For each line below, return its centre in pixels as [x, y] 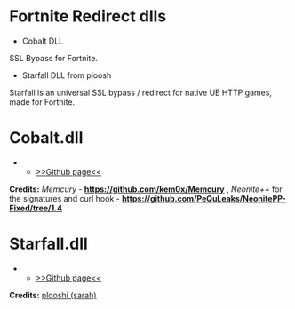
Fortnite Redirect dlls [88, 16]
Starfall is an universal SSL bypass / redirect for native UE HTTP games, [141, 92]
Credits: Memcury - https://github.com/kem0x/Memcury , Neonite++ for [146, 189]
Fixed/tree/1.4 [36, 208]
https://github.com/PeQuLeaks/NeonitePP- [204, 198]
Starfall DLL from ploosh [67, 75]
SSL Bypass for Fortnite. [53, 58]
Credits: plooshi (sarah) [53, 295]
